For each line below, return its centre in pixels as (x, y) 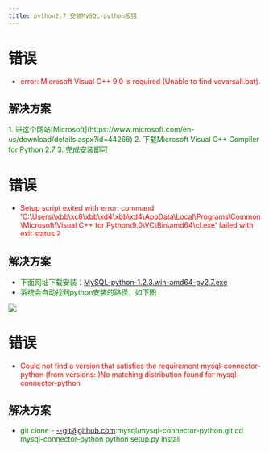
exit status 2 (40, 234)
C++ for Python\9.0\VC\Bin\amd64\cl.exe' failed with (166, 225)
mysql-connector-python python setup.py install (100, 439)
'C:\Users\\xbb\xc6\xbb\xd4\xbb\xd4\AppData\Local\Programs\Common (140, 217)
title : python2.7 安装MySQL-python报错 (73, 16)
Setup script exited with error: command (87, 208)
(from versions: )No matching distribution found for (130, 375)
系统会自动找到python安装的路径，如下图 (88, 292)
